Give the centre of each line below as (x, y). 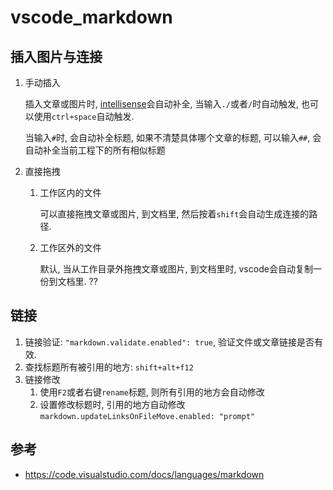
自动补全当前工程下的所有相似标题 (95, 150)
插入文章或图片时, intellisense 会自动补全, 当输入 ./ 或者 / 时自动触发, (162, 104)
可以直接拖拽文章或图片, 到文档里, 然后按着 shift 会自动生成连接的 (174, 214)
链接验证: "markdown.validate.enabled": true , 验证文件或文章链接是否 (169, 342)
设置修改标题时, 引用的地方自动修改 (112, 404)
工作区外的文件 (70, 247)
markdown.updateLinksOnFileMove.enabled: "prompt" (147, 416)
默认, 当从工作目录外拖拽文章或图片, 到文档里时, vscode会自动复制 (176, 269)
